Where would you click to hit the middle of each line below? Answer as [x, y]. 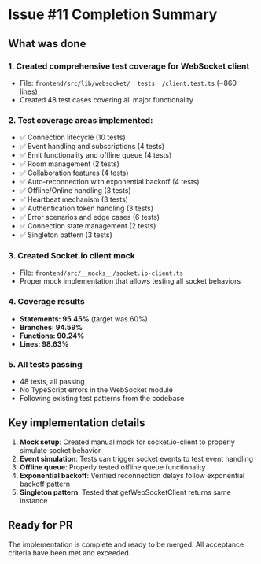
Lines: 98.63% [44, 343]
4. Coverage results [46, 302]
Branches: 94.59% [51, 327]
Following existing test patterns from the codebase [102, 399]
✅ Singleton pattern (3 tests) [66, 235]
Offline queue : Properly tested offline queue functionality [112, 467]
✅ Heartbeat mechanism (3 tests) [74, 199]
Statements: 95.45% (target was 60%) [83, 319]
